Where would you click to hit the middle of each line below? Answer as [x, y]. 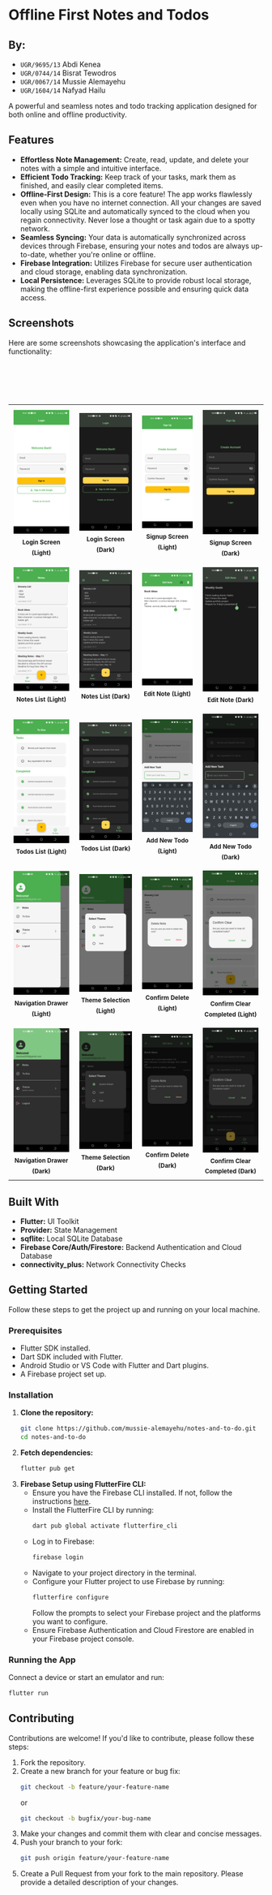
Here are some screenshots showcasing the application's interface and [127, 342]
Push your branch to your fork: [71, 1842]
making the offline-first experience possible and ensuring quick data [134, 289]
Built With [34, 1202]
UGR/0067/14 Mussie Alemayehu [73, 82]
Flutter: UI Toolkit [49, 1221]
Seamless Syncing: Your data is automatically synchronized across [133, 237]
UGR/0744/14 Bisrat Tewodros [68, 73]
